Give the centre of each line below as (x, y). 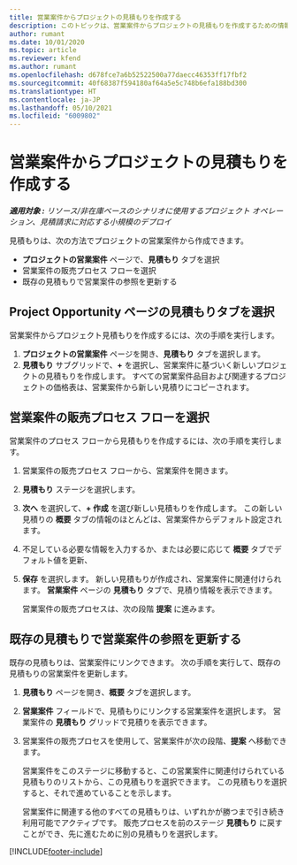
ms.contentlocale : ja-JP (55, 100)
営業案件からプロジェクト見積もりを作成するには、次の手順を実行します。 (145, 335)
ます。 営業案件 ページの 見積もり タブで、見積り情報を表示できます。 (149, 590)
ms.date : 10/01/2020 (47, 42)
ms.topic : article (43, 50)
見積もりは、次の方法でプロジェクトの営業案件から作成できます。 (129, 241)
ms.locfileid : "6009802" (55, 116)
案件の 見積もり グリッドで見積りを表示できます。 (121, 722)
